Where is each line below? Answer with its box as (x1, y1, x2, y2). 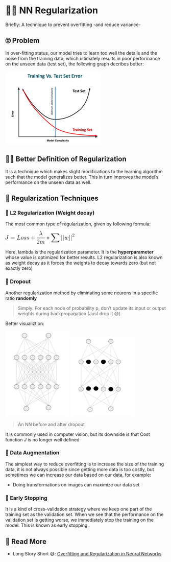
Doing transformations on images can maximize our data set (12, 481, 140, 487)
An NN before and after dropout (17, 421, 85, 427)
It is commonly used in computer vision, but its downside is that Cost (5, 431, 150, 437)
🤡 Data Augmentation (5, 449, 60, 456)
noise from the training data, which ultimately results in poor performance (5, 55, 160, 61)
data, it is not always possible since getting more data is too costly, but (5, 466, 154, 472)
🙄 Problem (5, 36, 40, 45)
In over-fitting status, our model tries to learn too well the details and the (5, 50, 157, 56)
